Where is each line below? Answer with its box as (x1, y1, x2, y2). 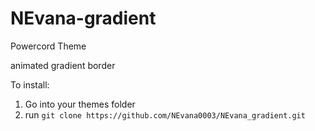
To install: (10, 78, 50, 91)
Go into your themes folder (24, 98, 136, 110)
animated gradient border (10, 59, 116, 71)
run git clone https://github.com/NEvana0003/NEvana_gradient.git (24, 108, 306, 121)
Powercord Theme (10, 40, 87, 52)
